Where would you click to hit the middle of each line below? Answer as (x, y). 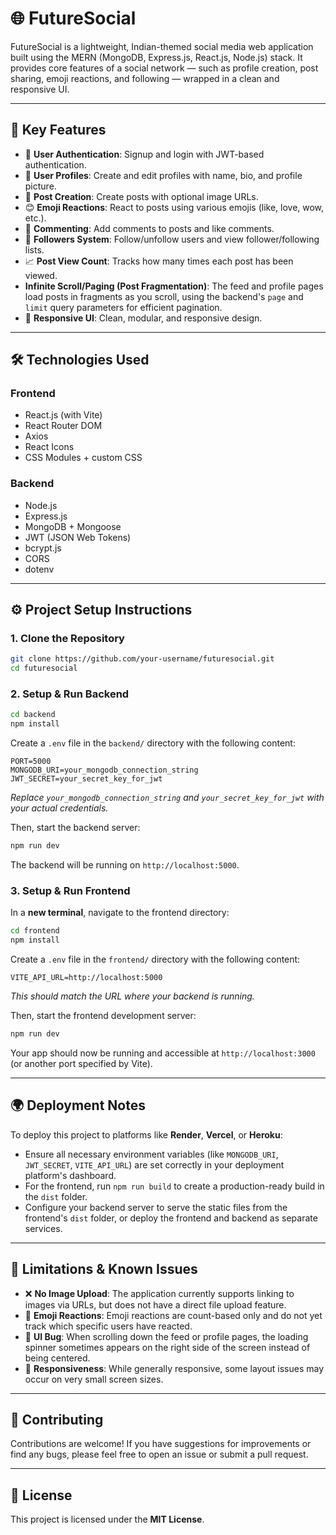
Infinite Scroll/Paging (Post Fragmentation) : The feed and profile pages (174, 286)
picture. (40, 186)
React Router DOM (63, 426)
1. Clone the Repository (67, 639)
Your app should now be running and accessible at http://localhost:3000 (163, 1053)
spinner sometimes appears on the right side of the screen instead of (167, 1347)
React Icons (49, 447)
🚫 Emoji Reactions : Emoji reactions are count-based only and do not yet (173, 1315)
